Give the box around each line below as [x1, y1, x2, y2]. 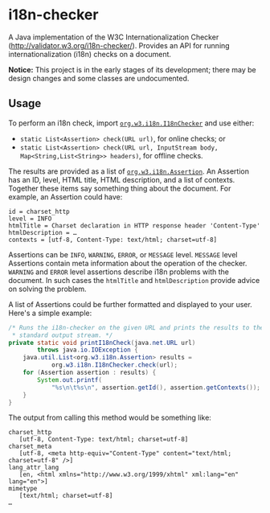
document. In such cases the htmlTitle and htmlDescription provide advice [8, 275, 260, 285]
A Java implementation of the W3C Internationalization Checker [8, 32, 219, 42]
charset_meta [8, 442, 52, 451]
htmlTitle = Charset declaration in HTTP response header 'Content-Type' [8, 221, 261, 230]
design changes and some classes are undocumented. [8, 73, 190, 83]
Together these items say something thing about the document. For [8, 183, 231, 193]
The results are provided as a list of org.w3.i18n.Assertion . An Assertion [8, 166, 249, 176]
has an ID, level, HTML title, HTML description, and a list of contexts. [8, 174, 235, 184]
